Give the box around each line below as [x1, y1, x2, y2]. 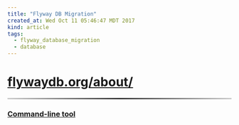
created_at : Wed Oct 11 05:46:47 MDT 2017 [7, 17, 135, 24]
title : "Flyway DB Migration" [7, 10, 97, 18]
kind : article [7, 23, 50, 31]
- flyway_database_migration [14, 37, 100, 44]
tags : [7, 30, 23, 38]
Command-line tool [7, 109, 76, 119]
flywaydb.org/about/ [7, 74, 134, 90]
